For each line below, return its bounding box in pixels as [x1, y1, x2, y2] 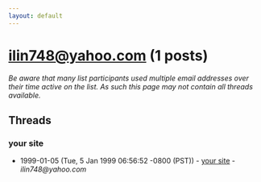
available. [8, 90, 42, 100]
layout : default [8, 11, 63, 20]
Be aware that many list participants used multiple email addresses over [8, 73, 250, 83]
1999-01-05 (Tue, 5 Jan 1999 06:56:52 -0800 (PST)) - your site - [19, 156, 236, 166]
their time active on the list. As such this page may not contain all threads [8, 81, 254, 91]
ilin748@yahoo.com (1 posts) [8, 46, 209, 64]
